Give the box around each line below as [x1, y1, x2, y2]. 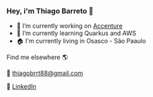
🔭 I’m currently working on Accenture [16, 22, 123, 30]
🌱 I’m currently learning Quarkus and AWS [16, 29, 136, 37]
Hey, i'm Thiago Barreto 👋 [6, 6, 94, 16]
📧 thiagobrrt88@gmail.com [6, 69, 83, 78]
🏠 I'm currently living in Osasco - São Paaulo [16, 37, 146, 45]
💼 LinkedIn [6, 83, 37, 91]
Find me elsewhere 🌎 [6, 53, 68, 61]
